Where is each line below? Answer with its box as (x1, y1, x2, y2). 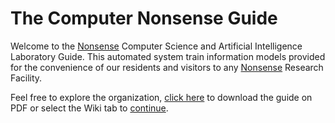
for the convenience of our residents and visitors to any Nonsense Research (10, 61, 324, 73)
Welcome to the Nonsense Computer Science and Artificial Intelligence (10, 40, 303, 52)
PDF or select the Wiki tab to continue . (10, 102, 169, 114)
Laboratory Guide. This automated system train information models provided (10, 50, 326, 62)
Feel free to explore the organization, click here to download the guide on (10, 91, 313, 103)
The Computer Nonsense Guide (10, 7, 278, 30)
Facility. (10, 72, 43, 84)
